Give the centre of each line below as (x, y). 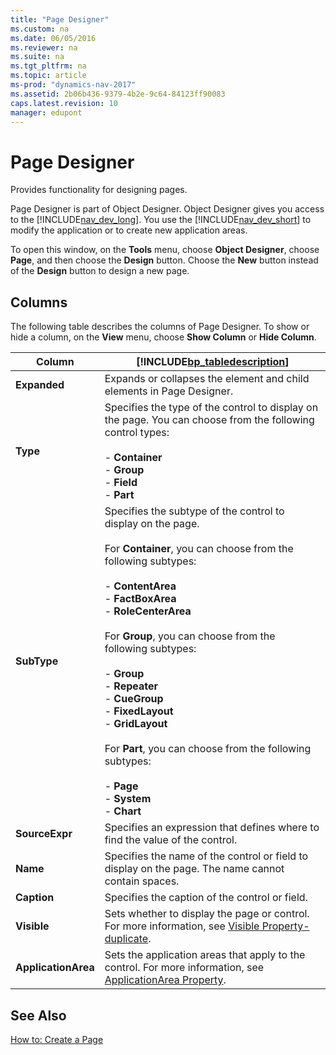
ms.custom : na (40, 29)
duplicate (126, 939)
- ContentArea (140, 586)
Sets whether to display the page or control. (207, 914)
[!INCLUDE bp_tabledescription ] (213, 362)
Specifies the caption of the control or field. (206, 898)
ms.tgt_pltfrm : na (48, 66)
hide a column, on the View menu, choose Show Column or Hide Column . (163, 337)
